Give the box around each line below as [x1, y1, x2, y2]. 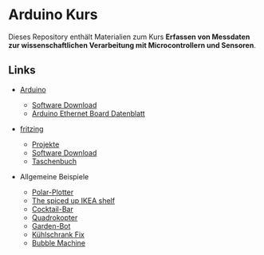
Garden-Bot [31, 221, 71, 230]
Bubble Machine [31, 237, 86, 248]
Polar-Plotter [31, 187, 74, 197]
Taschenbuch [31, 156, 77, 166]
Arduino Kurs [8, 6, 98, 24]
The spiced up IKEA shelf [31, 195, 116, 205]
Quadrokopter [31, 213, 78, 222]
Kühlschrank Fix [31, 229, 85, 239]
